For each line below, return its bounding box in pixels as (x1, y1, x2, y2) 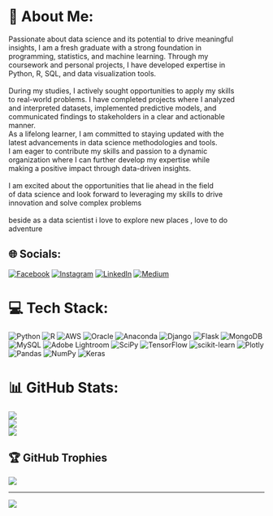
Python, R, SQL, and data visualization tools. (8, 68, 157, 78)
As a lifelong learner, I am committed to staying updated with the (8, 129, 225, 139)
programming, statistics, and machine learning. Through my (8, 51, 209, 61)
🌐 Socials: (8, 247, 62, 261)
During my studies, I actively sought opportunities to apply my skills (8, 85, 235, 96)
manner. (8, 120, 37, 130)
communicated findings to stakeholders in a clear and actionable (8, 111, 225, 121)
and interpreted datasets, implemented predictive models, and (8, 103, 217, 113)
